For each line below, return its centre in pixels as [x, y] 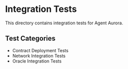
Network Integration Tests [39, 56]
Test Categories [30, 38]
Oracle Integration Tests [37, 61]
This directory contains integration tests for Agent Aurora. [64, 23]
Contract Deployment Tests [40, 50]
